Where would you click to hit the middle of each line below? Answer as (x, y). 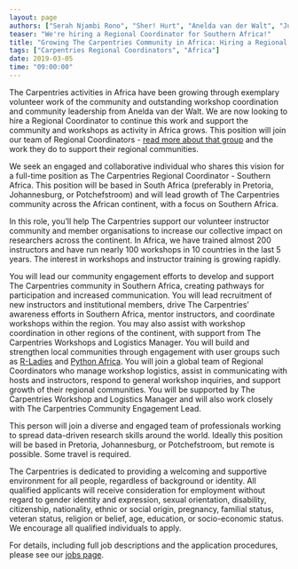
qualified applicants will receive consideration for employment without (137, 490)
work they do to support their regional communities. (104, 148)
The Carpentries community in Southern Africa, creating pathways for (137, 285)
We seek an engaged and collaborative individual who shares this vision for (147, 166)
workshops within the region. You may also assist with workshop (127, 323)
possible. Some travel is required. (70, 453)
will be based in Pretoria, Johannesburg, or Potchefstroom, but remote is (142, 445)
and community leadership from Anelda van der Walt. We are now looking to (149, 111)
